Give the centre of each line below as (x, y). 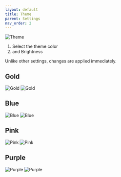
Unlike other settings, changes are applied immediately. (61, 61)
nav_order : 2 (18, 23)
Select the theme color (35, 46)
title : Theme (18, 14)
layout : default (21, 10)
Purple (15, 158)
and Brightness (27, 52)
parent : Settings (23, 19)
